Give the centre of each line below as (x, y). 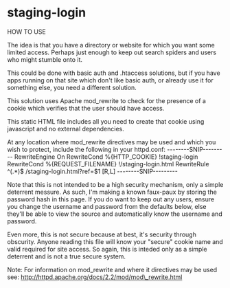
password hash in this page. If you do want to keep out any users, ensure (111, 199)
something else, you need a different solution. (72, 87)
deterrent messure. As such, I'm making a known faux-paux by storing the (112, 192)
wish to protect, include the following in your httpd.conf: (87, 149)
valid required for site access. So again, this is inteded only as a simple (107, 249)
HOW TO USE (26, 32)
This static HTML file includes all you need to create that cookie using (106, 121)
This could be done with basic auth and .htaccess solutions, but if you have (114, 73)
